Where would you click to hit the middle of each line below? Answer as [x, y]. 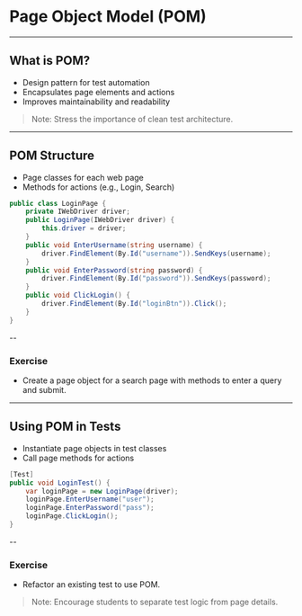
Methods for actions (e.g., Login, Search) [98, 187]
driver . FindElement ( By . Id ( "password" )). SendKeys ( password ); [156, 279]
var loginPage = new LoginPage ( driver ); [102, 491]
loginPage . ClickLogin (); [72, 516]
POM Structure [52, 156]
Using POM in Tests [65, 427]
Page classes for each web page [83, 177]
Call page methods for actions [78, 458]
